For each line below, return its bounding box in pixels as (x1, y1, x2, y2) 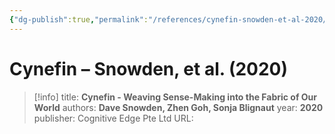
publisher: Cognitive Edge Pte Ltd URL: (33, 112, 194, 124)
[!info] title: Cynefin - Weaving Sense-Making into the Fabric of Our (33, 91, 318, 103)
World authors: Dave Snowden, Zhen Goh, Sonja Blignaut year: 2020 (33, 101, 324, 113)
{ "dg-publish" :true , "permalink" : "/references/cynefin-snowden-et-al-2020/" (9, 14, 332, 25)
